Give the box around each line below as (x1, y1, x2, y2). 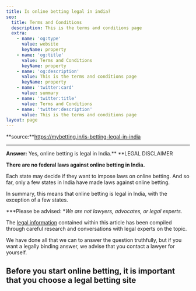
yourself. (6, 249, 27, 256)
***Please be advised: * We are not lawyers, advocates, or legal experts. (6, 208, 183, 215)
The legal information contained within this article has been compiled (6, 219, 172, 226)
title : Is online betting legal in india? (6, 8, 111, 15)
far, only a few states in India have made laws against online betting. (6, 179, 170, 186)
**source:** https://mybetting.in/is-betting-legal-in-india (6, 133, 141, 140)
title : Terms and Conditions (11, 19, 82, 25)
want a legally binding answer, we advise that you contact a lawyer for (6, 243, 175, 250)
